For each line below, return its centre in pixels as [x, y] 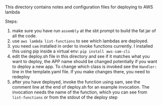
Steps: [11, 21]
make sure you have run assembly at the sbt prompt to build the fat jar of [84, 31]
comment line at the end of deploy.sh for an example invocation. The [81, 87]
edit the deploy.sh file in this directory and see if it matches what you [81, 56]
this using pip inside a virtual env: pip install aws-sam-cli [71, 51]
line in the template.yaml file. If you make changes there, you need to [81, 72]
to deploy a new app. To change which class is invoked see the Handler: [84, 66]
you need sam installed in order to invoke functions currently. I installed [82, 46]
